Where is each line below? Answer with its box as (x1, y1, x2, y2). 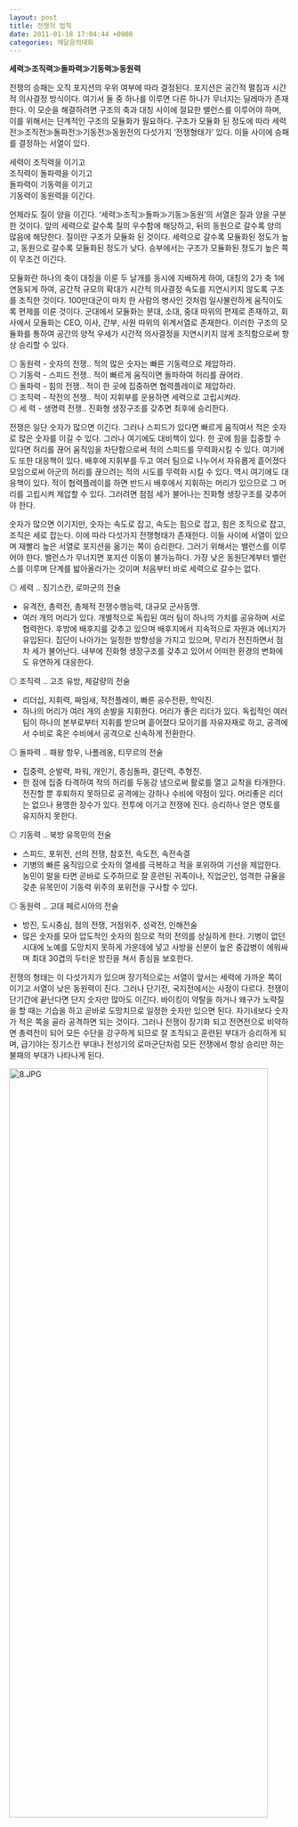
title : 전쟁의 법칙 (9, 21, 72, 30)
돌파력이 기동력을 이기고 (9, 179, 93, 190)
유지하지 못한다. (21, 811, 77, 821)
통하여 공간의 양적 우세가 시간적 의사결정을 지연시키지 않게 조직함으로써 (32, 329, 280, 339)
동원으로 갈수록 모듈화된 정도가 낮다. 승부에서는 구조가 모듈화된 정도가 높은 (20, 242, 280, 254)
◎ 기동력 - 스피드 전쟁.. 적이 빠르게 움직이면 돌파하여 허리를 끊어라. (9, 370, 243, 380)
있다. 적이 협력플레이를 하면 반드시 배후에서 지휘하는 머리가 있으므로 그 (32, 477, 278, 488)
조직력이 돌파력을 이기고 (9, 168, 93, 179)
